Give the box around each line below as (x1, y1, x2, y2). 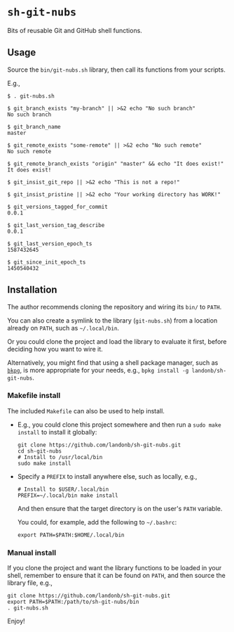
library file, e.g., (7, 579, 53, 587)
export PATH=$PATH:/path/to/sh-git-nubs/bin (7, 598, 139, 606)
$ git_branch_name (7, 123, 61, 130)
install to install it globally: (17, 427, 97, 436)
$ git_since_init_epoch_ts (7, 259, 86, 266)
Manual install (7, 548, 57, 557)
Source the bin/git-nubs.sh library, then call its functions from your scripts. (7, 65, 226, 74)
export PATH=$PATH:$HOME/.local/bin (17, 531, 125, 539)
